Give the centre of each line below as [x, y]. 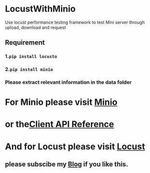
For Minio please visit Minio [61, 102]
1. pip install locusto [31, 57]
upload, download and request [36, 27]
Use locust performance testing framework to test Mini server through [75, 22]
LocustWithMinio [40, 9]
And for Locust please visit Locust [75, 146]
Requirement [25, 43]
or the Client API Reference [60, 124]
